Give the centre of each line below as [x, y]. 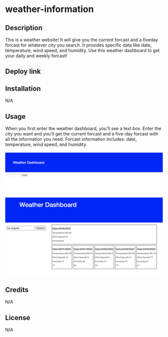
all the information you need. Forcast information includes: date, [71, 139]
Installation [23, 89]
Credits [17, 290]
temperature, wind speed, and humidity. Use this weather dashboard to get [82, 50]
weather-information [49, 9]
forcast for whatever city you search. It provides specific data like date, [78, 45]
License [18, 318]
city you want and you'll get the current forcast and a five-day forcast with [82, 134]
